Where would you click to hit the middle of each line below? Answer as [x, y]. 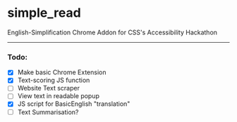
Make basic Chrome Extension [62, 72]
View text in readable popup [59, 96]
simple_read [44, 13]
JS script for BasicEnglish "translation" [74, 104]
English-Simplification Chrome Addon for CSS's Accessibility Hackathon [112, 32]
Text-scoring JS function [54, 80]
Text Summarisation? [48, 112]
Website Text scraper [48, 88]
